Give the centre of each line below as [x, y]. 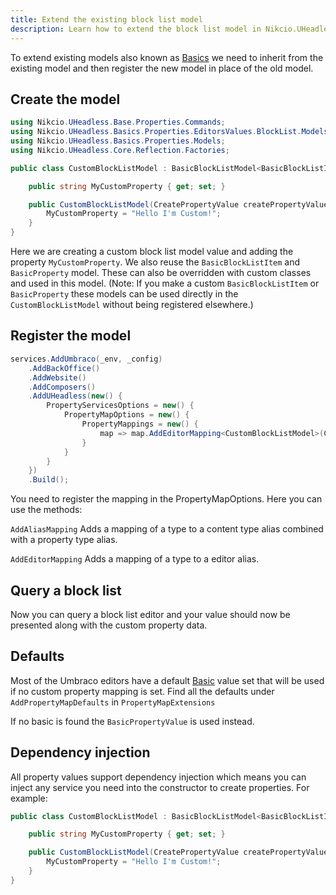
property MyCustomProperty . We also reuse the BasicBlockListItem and [155, 262]
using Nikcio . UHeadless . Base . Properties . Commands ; [118, 122]
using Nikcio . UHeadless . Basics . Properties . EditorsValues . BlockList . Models [169, 132]
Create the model [65, 99]
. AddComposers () [62, 387]
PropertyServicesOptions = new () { [120, 406]
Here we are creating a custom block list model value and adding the [152, 252]
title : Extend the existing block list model [106, 19]
